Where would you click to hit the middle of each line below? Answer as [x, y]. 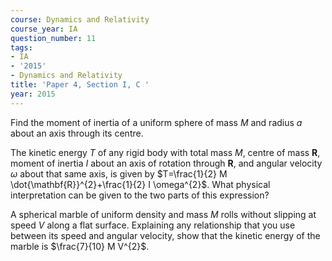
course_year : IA [44, 29]
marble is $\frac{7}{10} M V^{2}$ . [80, 246]
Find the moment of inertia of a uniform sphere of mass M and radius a [156, 122]
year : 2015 [33, 94]
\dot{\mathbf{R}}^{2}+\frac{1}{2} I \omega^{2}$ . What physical [140, 184]
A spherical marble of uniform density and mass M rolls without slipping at [163, 214]
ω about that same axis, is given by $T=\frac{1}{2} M [119, 173]
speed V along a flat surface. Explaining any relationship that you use [153, 225]
